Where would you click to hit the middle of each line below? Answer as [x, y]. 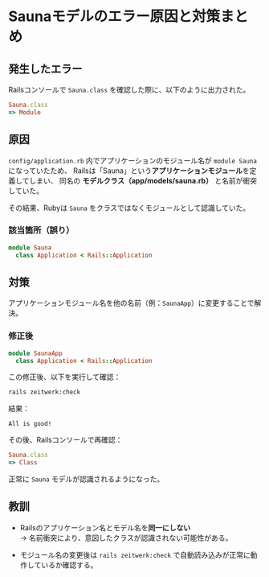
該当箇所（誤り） [41, 230]
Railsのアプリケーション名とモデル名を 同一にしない [105, 527]
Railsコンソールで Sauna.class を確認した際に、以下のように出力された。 [129, 90]
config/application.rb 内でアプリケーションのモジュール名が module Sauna [132, 160]
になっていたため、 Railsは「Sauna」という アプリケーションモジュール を [129, 171]
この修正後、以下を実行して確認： [65, 377]
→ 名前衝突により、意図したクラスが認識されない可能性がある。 [126, 538]
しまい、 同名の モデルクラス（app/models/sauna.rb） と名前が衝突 [143, 180]
